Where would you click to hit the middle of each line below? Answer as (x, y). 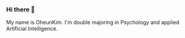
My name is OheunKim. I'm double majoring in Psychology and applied (93, 23)
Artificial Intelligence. (32, 28)
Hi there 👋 (21, 9)
